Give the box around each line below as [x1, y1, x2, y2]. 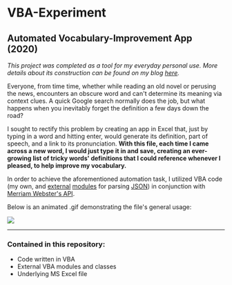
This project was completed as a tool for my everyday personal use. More [7, 61, 218, 70]
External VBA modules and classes [17, 262, 117, 271]
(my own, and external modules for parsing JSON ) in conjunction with [7, 182, 206, 190]
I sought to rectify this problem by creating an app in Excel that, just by [7, 125, 209, 132]
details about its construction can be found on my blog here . [7, 69, 180, 77]
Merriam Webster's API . [7, 190, 75, 197]
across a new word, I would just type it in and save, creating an [7, 147, 191, 155]
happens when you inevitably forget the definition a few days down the [7, 104, 209, 112]
